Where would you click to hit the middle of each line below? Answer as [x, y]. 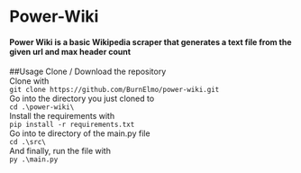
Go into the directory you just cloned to [82, 99]
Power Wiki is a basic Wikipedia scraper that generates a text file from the [150, 41]
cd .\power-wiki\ [42, 107]
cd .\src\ [28, 142]
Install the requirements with [62, 116]
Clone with [29, 81]
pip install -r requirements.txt [72, 125]
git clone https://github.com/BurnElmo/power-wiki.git [114, 90]
